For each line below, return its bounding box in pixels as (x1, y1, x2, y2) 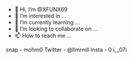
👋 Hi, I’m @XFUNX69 (14, 6, 68, 13)
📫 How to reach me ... (14, 32, 72, 39)
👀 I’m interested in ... (14, 12, 67, 19)
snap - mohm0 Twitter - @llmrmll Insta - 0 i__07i (6, 46, 127, 53)
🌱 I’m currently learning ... (14, 19, 80, 26)
